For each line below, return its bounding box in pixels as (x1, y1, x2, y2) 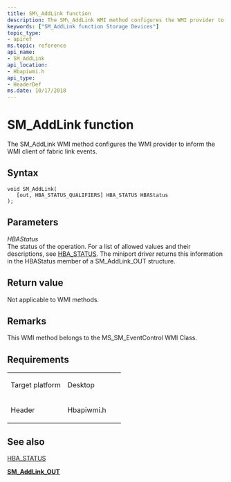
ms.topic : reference (7, 42, 67, 49)
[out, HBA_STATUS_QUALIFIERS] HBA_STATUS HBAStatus (16, 192, 169, 198)
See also (7, 436, 45, 447)
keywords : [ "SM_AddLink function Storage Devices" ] (7, 23, 159, 30)
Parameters (7, 216, 59, 228)
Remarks (7, 315, 47, 327)
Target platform (10, 380, 61, 390)
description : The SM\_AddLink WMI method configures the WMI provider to (7, 17, 225, 24)
